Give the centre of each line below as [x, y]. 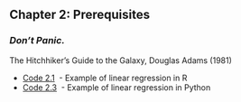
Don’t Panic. [37, 41]
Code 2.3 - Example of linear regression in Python [116, 87]
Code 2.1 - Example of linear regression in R [105, 78]
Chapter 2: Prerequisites [80, 15]
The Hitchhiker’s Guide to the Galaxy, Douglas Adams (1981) [121, 60]
